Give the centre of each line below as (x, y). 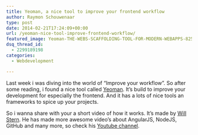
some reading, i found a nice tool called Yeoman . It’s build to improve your (96, 89)
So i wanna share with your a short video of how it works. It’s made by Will (96, 113)
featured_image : (26, 39)
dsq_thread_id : (25, 45)
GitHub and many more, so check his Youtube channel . (73, 126)
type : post (19, 22)
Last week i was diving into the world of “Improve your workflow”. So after (96, 83)
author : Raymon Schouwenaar (41, 17)
